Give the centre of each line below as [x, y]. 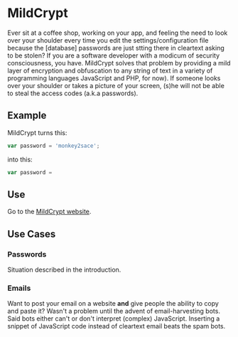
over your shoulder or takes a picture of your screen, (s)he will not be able [116, 85]
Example [27, 116]
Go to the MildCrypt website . [49, 212]
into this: [20, 159]
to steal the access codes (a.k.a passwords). [73, 93]
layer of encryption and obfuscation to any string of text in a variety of [110, 70]
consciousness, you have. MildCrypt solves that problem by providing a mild [119, 63]
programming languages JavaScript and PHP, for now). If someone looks [114, 78]
